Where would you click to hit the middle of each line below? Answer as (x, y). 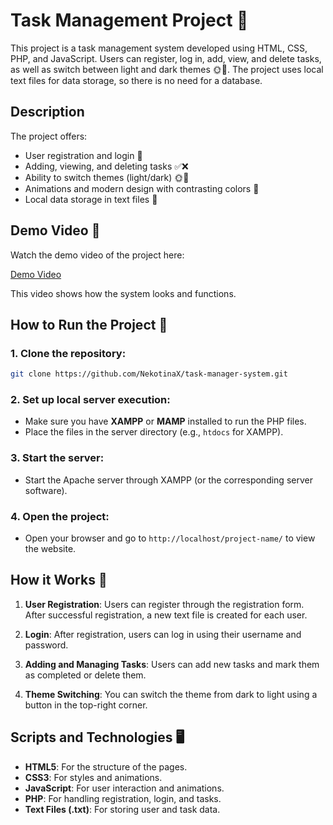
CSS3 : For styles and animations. (93, 777)
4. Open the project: (60, 516)
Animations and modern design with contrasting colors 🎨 (142, 188)
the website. (50, 549)
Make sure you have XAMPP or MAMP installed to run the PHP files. (165, 421)
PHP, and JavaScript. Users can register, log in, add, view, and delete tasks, (166, 58)
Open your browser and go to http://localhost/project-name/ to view (170, 538)
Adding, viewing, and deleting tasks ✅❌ (106, 166)
